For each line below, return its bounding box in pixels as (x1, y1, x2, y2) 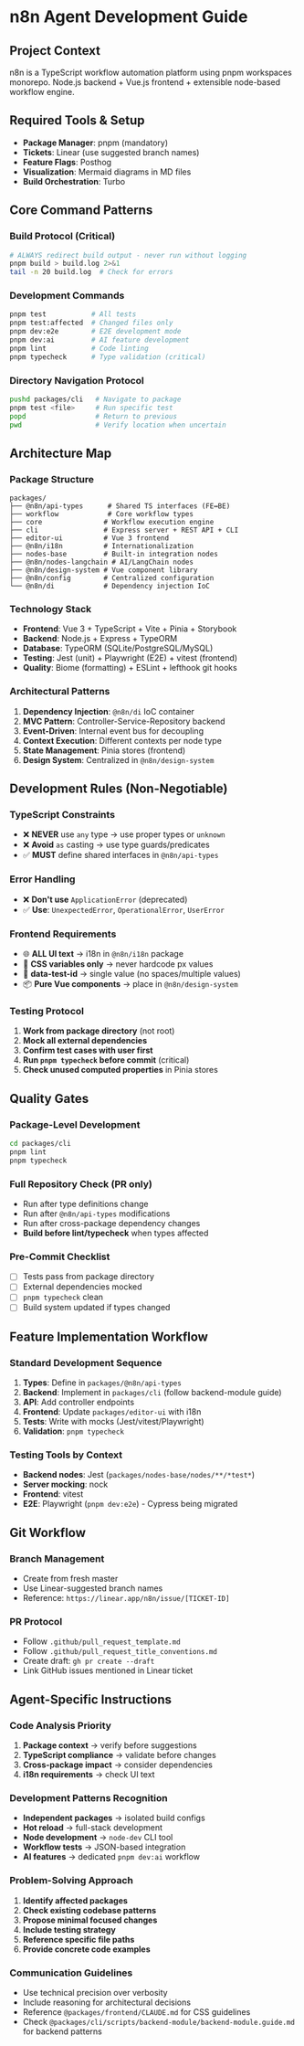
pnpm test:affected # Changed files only (9, 318, 173, 328)
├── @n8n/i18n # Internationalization (9, 542, 194, 551)
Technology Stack (9, 603, 92, 616)
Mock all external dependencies (22, 1035, 148, 1046)
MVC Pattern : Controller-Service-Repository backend (22, 716, 225, 726)
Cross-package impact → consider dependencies (22, 1759, 213, 1770)
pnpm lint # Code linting (9, 344, 149, 353)
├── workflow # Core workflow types (9, 510, 194, 519)
